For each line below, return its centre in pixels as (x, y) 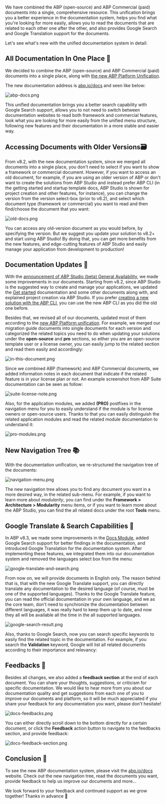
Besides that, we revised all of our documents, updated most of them (76, 318)
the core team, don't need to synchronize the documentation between (77, 604)
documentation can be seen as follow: (44, 384)
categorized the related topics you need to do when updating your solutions (83, 333)
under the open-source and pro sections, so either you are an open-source (83, 339)
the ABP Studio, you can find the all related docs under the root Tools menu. (83, 510)
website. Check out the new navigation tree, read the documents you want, (82, 776)
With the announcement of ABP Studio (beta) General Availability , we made (82, 276)
